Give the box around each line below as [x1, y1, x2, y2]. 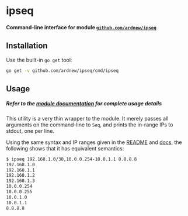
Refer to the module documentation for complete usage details [6, 100, 162, 107]
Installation [6, 41, 48, 51]
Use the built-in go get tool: [6, 56, 72, 63]
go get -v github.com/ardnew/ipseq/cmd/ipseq [6, 67, 119, 74]
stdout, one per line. [6, 127, 54, 134]
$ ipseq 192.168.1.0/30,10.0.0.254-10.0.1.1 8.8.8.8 [6, 156, 137, 162]
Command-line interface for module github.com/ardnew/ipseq [6, 23, 156, 30]
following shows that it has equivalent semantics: [6, 145, 124, 152]
